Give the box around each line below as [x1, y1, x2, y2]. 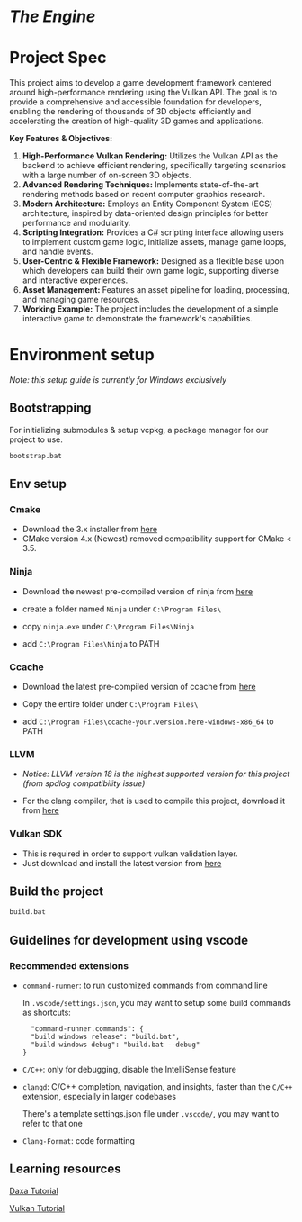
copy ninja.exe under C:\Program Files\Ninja [22, 620, 195, 631]
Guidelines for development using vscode [9, 932, 249, 947]
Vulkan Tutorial [9, 1202, 66, 1213]
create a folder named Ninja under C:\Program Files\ [22, 603, 222, 614]
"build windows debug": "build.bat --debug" [31, 1040, 200, 1049]
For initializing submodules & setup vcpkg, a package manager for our [9, 424, 269, 435]
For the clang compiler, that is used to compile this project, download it [22, 795, 286, 807]
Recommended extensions [9, 959, 129, 972]
